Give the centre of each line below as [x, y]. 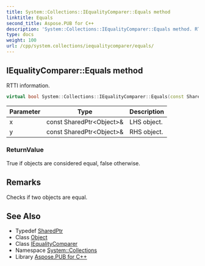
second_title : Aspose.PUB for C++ [50, 23]
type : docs [20, 35]
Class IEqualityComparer [46, 244]
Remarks [24, 183]
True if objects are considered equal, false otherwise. [73, 163]
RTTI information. [28, 85]
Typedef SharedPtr [39, 231]
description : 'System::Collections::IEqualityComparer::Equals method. [99, 29]
